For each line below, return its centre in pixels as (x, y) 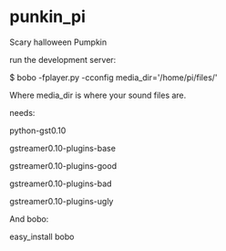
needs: (22, 112)
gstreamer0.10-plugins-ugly (62, 201)
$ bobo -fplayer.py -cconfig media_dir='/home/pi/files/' (113, 77)
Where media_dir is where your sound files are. (98, 95)
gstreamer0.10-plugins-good (63, 165)
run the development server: (63, 59)
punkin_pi (48, 17)
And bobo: (29, 219)
